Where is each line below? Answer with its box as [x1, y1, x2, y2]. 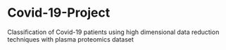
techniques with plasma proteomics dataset [7, 35, 134, 43]
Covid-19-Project [7, 5, 111, 21]
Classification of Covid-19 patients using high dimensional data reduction [7, 28, 220, 36]
